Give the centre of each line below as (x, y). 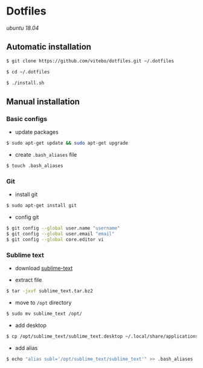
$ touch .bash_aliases (35, 166)
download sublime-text (44, 268)
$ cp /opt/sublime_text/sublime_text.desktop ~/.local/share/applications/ (104, 336)
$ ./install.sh (25, 83)
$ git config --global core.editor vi (55, 239)
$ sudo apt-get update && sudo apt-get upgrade (67, 143)
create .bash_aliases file (46, 154)
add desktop (31, 325)
